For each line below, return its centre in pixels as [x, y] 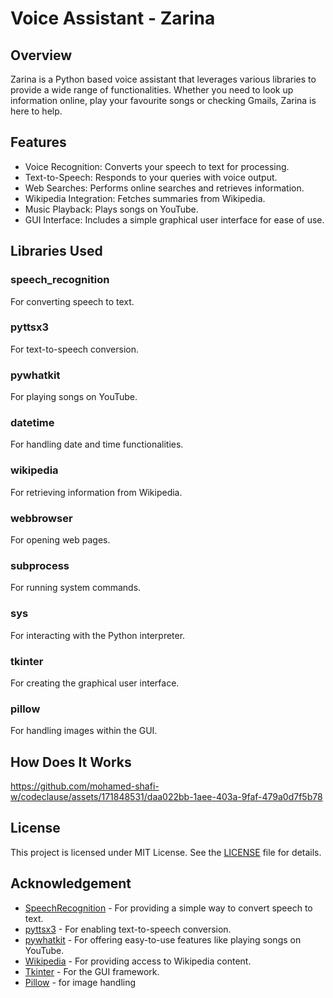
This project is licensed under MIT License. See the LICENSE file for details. [166, 852]
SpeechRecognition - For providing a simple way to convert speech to [168, 908]
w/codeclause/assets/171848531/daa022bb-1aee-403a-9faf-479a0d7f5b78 [166, 796]
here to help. [36, 111]
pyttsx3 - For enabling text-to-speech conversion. [128, 929]
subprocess [40, 565]
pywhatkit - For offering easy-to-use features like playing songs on [163, 939]
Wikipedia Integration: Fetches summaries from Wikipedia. [145, 198]
